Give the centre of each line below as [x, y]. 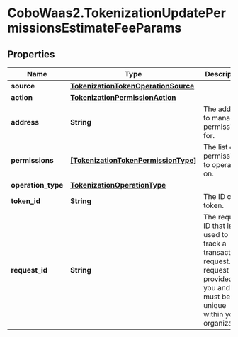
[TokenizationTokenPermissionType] [134, 160]
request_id [29, 270]
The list [215, 147]
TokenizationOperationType [118, 185]
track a [215, 244]
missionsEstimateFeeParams [95, 28]
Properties [31, 54]
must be [217, 297]
